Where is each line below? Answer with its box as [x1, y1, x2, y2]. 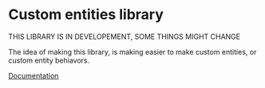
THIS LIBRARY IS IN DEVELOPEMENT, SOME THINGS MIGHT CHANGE [8, 32, 241, 41]
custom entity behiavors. [8, 55, 90, 65]
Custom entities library [8, 6, 164, 24]
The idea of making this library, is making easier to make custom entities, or [8, 47, 257, 56]
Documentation [8, 71, 59, 80]
